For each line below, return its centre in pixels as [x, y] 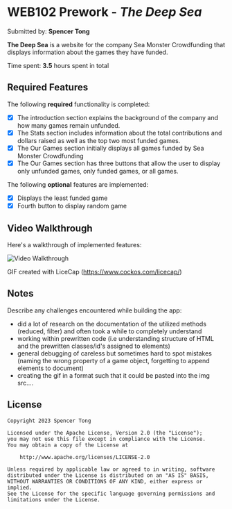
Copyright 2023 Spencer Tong [49, 421]
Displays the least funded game [62, 198]
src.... [25, 383]
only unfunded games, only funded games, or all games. [98, 171]
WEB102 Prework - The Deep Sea [105, 12]
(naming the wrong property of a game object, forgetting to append [113, 360]
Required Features [48, 87]
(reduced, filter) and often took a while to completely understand [109, 331]
